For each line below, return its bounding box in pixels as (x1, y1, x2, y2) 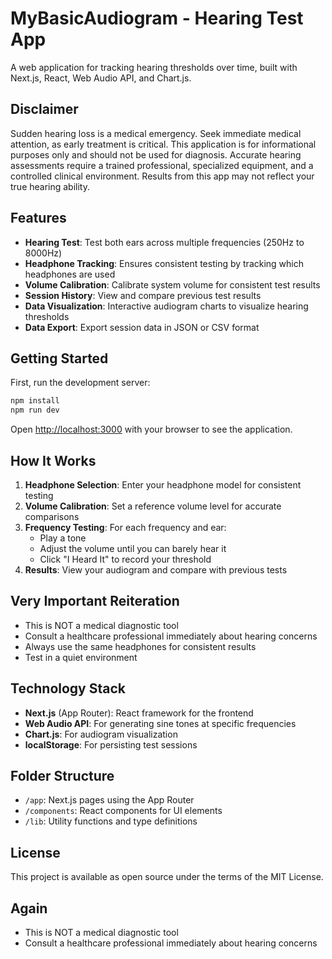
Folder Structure (10, 767, 115, 784)
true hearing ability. (10, 180, 91, 192)
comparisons (24, 510, 80, 522)
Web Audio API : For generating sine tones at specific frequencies (24, 717, 297, 729)
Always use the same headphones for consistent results (24, 640, 257, 652)
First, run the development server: (10, 377, 151, 389)
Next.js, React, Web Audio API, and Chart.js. (10, 72, 192, 84)
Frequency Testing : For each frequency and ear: (24, 521, 227, 533)
